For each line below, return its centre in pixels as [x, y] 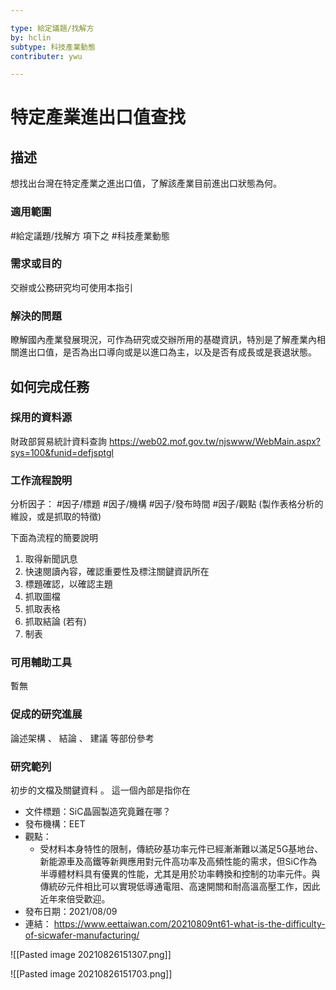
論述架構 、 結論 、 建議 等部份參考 [82, 738]
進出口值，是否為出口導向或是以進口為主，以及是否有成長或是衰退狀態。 [167, 352]
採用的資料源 [41, 418]
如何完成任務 [50, 386]
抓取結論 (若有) [55, 622]
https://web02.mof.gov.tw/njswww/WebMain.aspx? [214, 441]
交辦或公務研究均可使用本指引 [71, 287]
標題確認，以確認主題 [68, 584]
